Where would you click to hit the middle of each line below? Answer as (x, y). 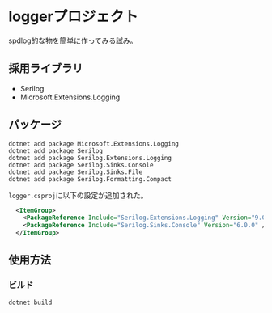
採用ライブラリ (46, 68)
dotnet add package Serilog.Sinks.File (76, 172)
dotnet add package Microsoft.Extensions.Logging (94, 144)
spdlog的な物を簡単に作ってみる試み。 (73, 40)
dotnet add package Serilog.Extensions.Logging (90, 158)
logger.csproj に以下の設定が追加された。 (78, 195)
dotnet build (30, 302)
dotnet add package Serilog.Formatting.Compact (90, 179)
